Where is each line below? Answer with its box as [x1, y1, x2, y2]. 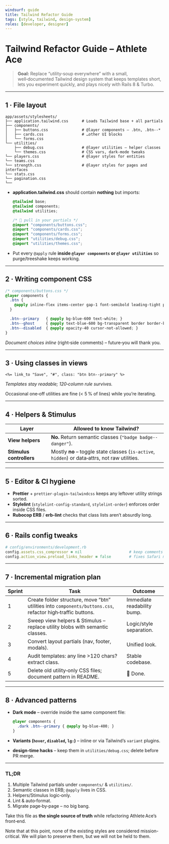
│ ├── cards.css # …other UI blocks [5, 132, 123, 137]
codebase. [126, 659, 152, 666]
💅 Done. [126, 670, 146, 677]
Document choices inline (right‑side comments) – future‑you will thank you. [5, 339, 161, 345]
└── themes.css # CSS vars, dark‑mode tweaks [14, 150, 145, 155]
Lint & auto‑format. [12, 798, 52, 804]
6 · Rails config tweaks [5, 531, 78, 540]
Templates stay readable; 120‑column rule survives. [5, 381, 113, 387]
